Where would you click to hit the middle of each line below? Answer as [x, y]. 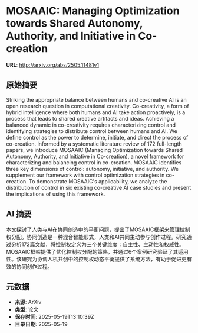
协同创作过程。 [34, 266]
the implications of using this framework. [56, 194]
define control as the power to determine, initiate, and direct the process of [97, 137]
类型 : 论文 [27, 309]
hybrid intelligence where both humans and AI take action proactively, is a [96, 112]
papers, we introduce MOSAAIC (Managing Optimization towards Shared [94, 150]
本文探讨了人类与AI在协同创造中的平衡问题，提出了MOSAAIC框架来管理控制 [98, 229]
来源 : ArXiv [28, 302]
